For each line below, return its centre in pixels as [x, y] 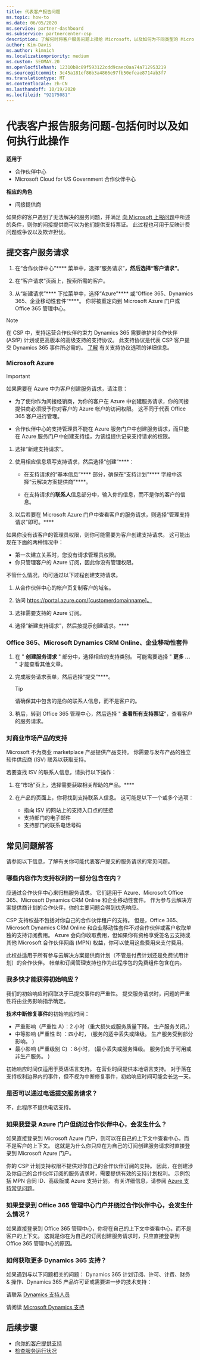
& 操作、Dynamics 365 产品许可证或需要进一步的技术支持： [79, 1282]
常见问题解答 [30, 846]
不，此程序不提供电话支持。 [40, 1108]
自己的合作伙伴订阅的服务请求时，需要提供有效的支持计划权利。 [95, 1173]
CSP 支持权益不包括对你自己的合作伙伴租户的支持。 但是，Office [86, 920]
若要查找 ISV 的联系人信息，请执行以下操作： [62, 772]
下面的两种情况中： [40, 542]
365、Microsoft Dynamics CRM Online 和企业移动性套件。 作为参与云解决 [97, 900]
